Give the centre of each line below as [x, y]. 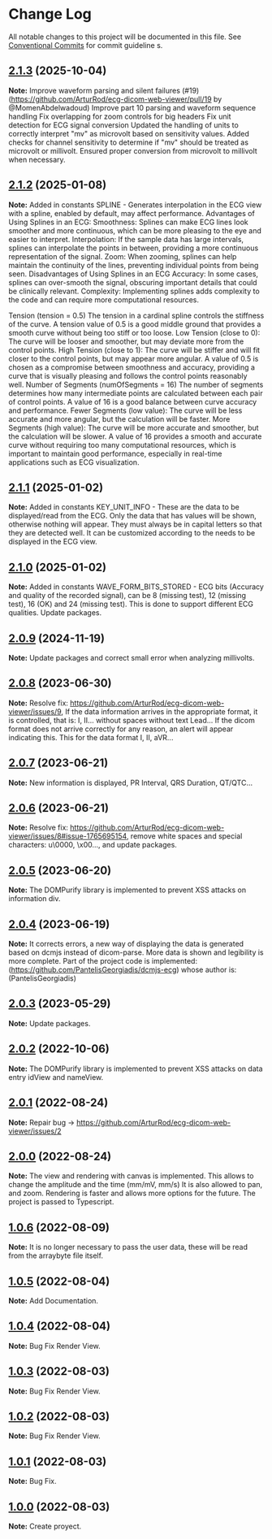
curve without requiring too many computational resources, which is [123, 444]
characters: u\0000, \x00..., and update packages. [93, 845]
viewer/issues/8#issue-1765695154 [68, 836]
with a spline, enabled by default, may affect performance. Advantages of [132, 213]
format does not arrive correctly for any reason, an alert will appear [121, 729]
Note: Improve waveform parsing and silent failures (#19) [104, 90]
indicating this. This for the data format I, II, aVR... [91, 737]
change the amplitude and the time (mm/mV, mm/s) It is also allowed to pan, [136, 1185]
